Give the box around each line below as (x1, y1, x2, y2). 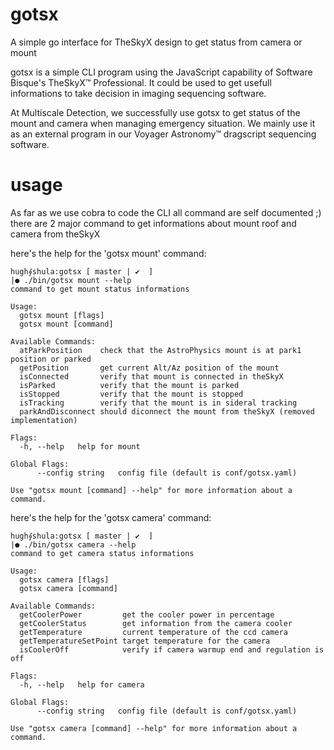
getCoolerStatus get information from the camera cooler (19, 618, 293, 628)
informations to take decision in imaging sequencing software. (10, 87, 267, 99)
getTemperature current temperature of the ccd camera (19, 627, 288, 637)
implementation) (10, 415, 78, 425)
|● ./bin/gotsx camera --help (10, 539, 137, 550)
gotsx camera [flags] (19, 574, 110, 585)
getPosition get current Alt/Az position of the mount (19, 363, 280, 373)
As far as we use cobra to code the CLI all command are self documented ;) (10, 206, 322, 218)
